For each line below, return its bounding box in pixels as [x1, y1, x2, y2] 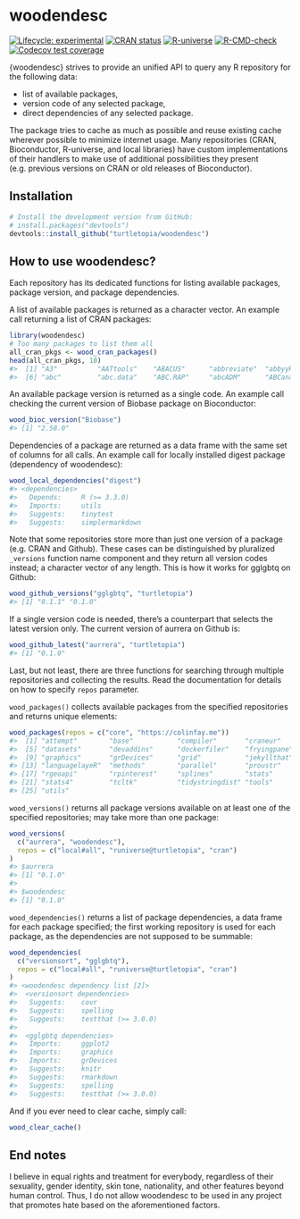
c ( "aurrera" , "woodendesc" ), [17, 837, 126, 846]
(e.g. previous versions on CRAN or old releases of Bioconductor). [9, 163, 253, 173]
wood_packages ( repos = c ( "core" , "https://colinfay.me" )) [9, 727, 229, 737]
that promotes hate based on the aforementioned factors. [9, 1199, 221, 1211]
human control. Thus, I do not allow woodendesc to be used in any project [9, 1190, 283, 1201]
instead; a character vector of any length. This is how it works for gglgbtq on [9, 562, 291, 573]
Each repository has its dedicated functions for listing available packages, [9, 278, 281, 289]
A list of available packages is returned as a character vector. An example [9, 305, 279, 315]
